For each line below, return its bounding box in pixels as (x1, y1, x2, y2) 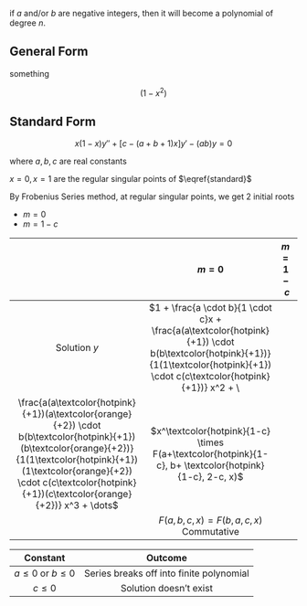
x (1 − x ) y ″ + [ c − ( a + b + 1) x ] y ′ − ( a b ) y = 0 (74, 138, 233, 149)
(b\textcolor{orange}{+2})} (19, 442, 134, 455)
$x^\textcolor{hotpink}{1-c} (150, 425, 271, 438)
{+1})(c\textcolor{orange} (22, 488, 132, 501)
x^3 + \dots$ (63, 499, 119, 512)
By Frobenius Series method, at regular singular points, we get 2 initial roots (9, 191, 295, 202)
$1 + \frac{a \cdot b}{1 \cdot (149, 302, 272, 314)
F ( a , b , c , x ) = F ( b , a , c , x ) (158, 514, 263, 526)
